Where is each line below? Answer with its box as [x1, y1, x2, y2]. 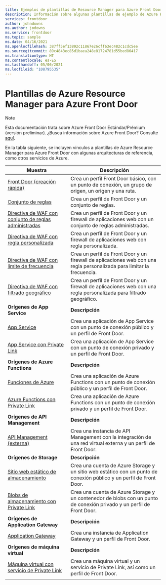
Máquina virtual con [7, 561, 54, 568]
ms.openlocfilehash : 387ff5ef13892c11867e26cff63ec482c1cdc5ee [5, 44, 138, 49]
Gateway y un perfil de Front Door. [70, 535, 151, 542]
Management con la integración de [70, 433, 152, 440]
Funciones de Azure [7, 379, 54, 386]
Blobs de [7, 492, 28, 499]
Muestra [26, 166, 47, 173]
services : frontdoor [5, 16, 48, 21]
